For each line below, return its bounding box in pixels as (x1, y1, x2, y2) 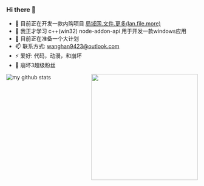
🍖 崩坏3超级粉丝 (15, 62, 56, 69)
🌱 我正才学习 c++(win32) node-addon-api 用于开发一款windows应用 (15, 27, 187, 35)
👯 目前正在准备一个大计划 (15, 35, 79, 42)
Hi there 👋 (6, 5, 36, 14)
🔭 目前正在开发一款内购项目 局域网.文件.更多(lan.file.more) (15, 20, 161, 27)
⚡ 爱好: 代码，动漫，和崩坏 (15, 52, 82, 59)
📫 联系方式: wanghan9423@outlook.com (15, 42, 120, 50)
